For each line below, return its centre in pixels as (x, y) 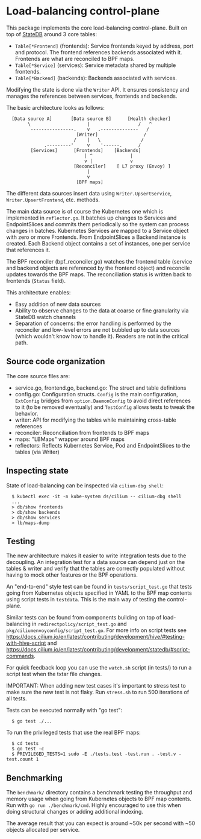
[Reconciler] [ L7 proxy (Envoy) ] (122, 166)
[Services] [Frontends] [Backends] (86, 150)
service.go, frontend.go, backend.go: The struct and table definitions (100, 388)
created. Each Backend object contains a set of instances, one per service (98, 243)
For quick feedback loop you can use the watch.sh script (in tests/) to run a (99, 668)
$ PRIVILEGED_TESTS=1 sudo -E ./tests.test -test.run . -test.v (94, 754)
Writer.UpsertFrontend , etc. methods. (53, 200)
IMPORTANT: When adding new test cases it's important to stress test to (96, 686)
